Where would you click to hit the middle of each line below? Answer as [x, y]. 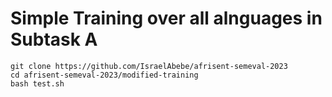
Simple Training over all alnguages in [166, 18]
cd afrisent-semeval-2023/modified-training [104, 75]
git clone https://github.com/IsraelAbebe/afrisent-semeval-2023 [149, 66]
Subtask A [54, 39]
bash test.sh [37, 83]
